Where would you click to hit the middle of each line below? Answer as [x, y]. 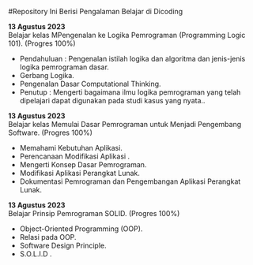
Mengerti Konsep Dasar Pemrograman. [83, 164]
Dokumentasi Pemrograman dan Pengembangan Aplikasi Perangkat [130, 181]
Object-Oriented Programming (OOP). [81, 229]
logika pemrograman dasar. [64, 67]
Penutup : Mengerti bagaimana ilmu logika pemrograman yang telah [130, 92]
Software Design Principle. [63, 245]
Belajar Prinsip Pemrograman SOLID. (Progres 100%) [94, 213]
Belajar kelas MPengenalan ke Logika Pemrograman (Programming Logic [127, 35]
